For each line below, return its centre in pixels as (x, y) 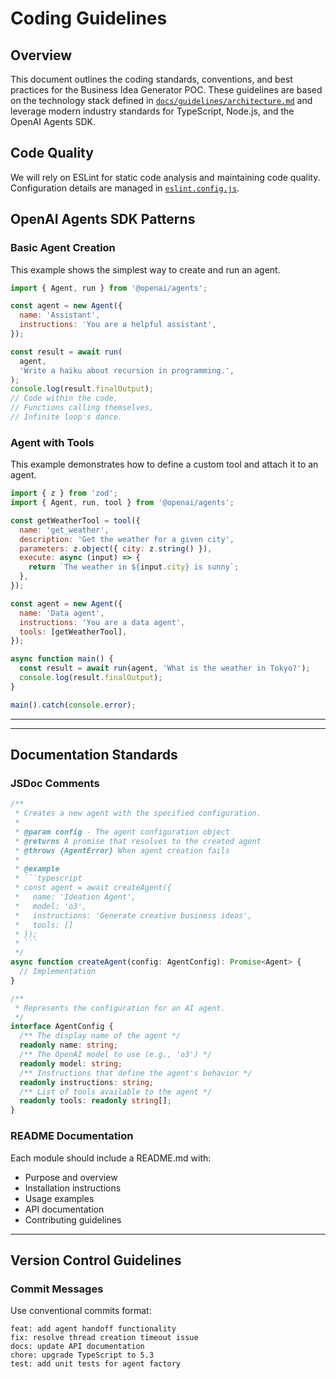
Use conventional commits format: (81, 1311)
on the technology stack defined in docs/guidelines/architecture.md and (161, 100)
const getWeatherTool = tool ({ (75, 520)
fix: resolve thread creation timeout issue (104, 1338)
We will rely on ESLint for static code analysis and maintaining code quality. (165, 177)
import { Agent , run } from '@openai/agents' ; (109, 288)
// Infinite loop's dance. (66, 417)
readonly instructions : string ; (87, 1082)
